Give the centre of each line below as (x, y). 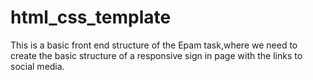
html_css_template (91, 17)
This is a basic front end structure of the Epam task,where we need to (154, 45)
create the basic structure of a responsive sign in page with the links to (156, 55)
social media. (37, 66)
